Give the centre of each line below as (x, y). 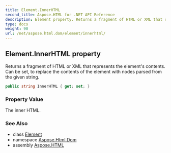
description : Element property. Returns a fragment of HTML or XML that (84, 19)
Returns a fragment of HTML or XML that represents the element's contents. (85, 66)
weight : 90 (17, 29)
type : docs (17, 24)
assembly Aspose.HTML (38, 145)
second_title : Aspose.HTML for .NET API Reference (60, 15)
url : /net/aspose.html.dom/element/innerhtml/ (55, 33)
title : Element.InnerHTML (33, 10)
